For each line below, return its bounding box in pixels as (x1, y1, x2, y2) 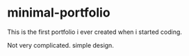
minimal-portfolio (7, 5, 110, 21)
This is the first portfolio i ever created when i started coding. (7, 28, 183, 36)
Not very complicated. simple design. (7, 41, 115, 49)
